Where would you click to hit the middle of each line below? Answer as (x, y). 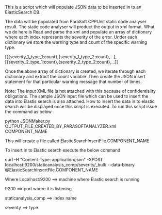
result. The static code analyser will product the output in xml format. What (80, 27)
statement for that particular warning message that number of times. (73, 82)
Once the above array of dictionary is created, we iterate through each (75, 71)
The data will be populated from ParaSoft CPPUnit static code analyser (76, 22)
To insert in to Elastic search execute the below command (63, 150)
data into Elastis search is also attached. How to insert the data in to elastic (80, 101)
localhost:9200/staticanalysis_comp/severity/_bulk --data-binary (70, 165)
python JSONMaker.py (28, 121)
